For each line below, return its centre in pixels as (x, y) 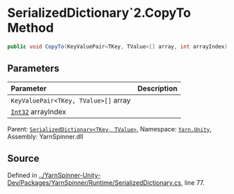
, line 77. (193, 183)
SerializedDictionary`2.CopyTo (99, 13)
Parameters (33, 69)
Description (157, 88)
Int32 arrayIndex (39, 112)
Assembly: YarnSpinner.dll (45, 136)
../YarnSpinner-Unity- (70, 175)
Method (31, 28)
